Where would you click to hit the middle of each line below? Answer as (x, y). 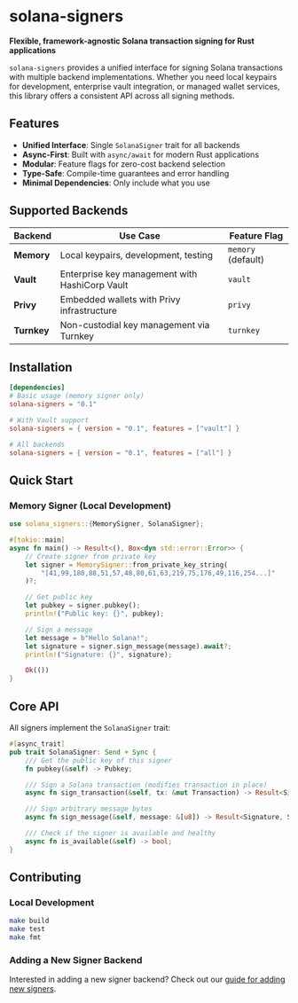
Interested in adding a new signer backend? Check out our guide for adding (147, 979)
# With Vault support (49, 420)
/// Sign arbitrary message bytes (89, 809)
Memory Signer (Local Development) (90, 505)
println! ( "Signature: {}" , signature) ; (99, 654)
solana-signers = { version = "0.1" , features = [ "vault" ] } (125, 428)
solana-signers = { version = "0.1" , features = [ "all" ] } (121, 453)
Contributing (45, 878)
